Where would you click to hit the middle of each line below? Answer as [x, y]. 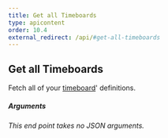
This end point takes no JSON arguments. [76, 125]
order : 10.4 [28, 30]
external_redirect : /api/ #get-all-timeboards [84, 37]
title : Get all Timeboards [52, 15]
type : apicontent [37, 23]
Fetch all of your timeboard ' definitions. [72, 88]
